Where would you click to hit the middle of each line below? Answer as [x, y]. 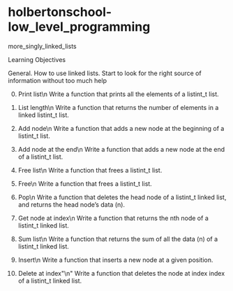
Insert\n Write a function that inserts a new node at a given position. [115, 260]
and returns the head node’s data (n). [71, 204]
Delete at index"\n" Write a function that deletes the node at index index [121, 273]
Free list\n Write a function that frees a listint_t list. [90, 170]
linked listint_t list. [43, 115]
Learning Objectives [37, 59]
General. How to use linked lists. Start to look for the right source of [105, 73]
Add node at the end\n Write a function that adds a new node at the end [121, 149]
